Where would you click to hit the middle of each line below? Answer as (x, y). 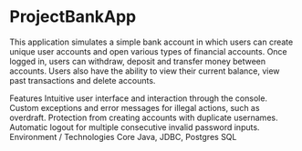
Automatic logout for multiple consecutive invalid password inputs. (135, 127)
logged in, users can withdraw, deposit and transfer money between (138, 61)
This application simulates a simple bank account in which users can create (151, 42)
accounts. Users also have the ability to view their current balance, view (145, 71)
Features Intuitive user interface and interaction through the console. (138, 98)
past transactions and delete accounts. (83, 80)
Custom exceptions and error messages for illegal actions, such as (135, 107)
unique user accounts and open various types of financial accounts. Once (148, 51)
